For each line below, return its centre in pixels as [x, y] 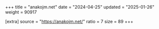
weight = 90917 [21, 12]
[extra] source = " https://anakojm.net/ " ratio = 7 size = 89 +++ [69, 22]
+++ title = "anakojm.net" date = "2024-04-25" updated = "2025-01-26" [80, 7]
